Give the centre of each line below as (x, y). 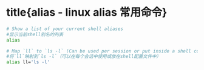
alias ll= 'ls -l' (28, 62)
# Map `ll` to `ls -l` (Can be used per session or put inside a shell (99, 51)
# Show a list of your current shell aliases (65, 29)
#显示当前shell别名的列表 (35, 34)
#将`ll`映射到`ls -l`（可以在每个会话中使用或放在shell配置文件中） (84, 57)
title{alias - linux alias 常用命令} (87, 12)
